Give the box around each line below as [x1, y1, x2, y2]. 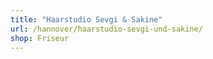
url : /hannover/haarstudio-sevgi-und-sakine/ [10, 24, 203, 34]
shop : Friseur [10, 33, 70, 43]
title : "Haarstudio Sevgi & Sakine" [10, 14, 163, 25]
